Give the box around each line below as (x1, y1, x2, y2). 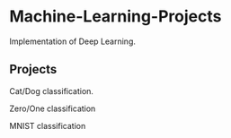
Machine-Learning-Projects (9, 6, 222, 27)
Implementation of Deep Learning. (9, 36, 137, 47)
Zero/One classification (9, 103, 96, 114)
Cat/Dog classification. (9, 85, 94, 96)
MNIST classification (9, 120, 86, 131)
